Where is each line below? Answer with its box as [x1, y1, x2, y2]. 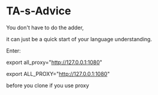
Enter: [6, 47, 21, 54]
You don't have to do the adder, [6, 24, 84, 31]
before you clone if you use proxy [6, 82, 90, 89]
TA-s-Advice [6, 4, 71, 18]
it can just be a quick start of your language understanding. [6, 35, 153, 42]
